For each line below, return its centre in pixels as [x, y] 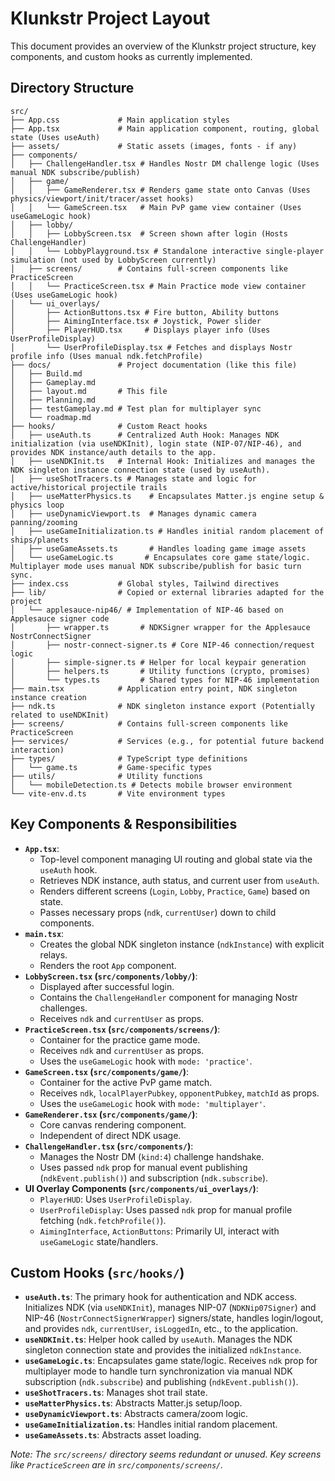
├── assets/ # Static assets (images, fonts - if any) [154, 146]
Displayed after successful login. [107, 986]
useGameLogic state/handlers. [99, 1241]
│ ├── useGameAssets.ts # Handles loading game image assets [158, 548]
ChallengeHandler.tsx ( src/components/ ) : [109, 1146]
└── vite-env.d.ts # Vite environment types [118, 793]
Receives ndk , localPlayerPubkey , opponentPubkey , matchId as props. [179, 1093]
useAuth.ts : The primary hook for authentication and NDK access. [161, 1297]
